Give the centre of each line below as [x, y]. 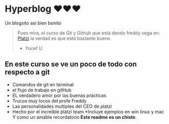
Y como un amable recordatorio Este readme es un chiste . [74, 117]
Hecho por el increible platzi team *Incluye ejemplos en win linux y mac [88, 111]
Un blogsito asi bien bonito [33, 23]
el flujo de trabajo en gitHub [42, 90]
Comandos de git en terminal [43, 84]
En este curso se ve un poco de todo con [71, 64]
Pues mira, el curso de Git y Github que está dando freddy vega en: [89, 33]
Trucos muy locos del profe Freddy [49, 101]
